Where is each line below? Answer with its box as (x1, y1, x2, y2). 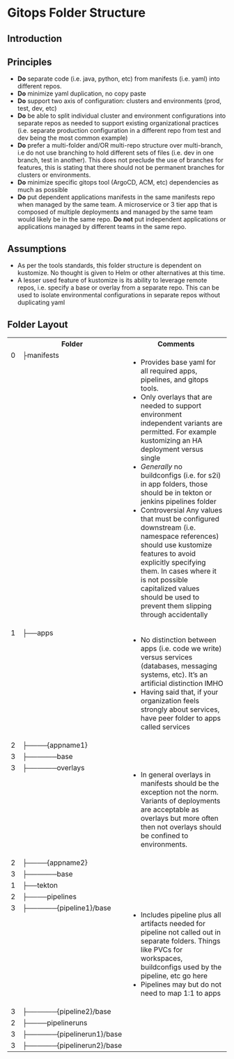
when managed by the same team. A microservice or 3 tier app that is (17, 201, 218, 209)
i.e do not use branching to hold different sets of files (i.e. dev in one (17, 148, 214, 157)
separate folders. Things (140, 936, 221, 946)
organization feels (140, 696, 200, 706)
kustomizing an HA (140, 436, 203, 446)
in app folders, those (140, 479, 208, 489)
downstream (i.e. (140, 523, 196, 533)
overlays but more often (140, 813, 219, 823)
